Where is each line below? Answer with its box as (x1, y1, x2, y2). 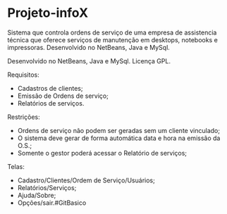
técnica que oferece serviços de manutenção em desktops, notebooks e (7, 35, 219, 44)
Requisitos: (7, 70, 40, 79)
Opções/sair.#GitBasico (17, 199, 87, 207)
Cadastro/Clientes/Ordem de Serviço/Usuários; (17, 176, 155, 184)
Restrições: (7, 113, 40, 121)
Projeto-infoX (7, 5, 89, 21)
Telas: (7, 162, 25, 170)
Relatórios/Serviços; (17, 183, 77, 191)
